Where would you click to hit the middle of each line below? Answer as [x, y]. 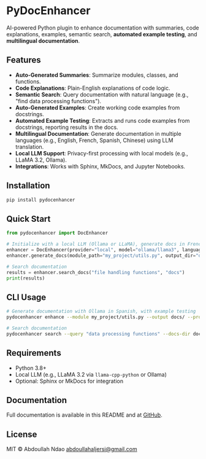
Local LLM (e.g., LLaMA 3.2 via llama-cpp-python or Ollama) [91, 374]
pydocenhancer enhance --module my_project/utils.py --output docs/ [96, 317]
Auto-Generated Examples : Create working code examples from [97, 108]
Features [24, 60]
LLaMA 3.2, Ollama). [41, 160]
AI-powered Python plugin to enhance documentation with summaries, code [103, 28]
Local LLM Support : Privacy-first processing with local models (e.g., [101, 153]
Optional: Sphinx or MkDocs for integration [69, 381]
